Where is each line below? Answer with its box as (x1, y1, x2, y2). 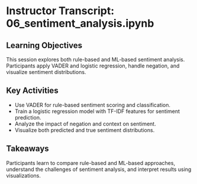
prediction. (14, 114, 41, 121)
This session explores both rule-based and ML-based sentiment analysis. (6, 56, 185, 63)
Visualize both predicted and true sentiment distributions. (14, 126, 155, 134)
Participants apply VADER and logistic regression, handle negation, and (6, 62, 180, 69)
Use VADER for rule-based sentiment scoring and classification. (14, 101, 170, 108)
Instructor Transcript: (6, 4, 115, 18)
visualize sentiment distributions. (6, 69, 86, 75)
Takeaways (6, 144, 49, 154)
